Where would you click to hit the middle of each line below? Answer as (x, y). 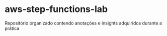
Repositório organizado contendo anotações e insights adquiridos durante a (83, 23)
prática (12, 28)
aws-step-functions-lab (56, 9)
